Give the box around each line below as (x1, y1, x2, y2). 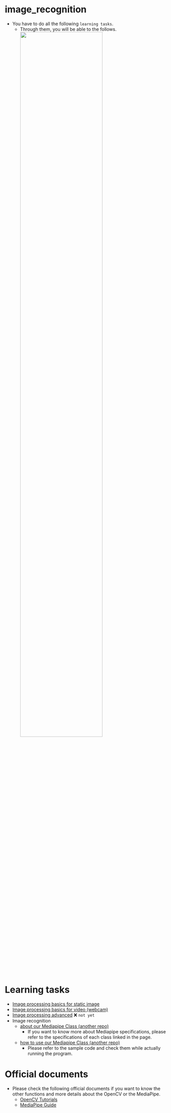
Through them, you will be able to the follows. (20, 26, 117, 32)
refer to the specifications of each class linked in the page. (27, 1034, 152, 1040)
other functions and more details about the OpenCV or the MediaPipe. (12, 1091, 161, 1097)
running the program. (27, 1050, 73, 1056)
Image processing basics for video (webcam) (12, 1006, 108, 1012)
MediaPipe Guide (20, 1102, 57, 1108)
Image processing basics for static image (12, 1001, 100, 1007)
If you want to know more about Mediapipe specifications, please (27, 1028, 166, 1034)
